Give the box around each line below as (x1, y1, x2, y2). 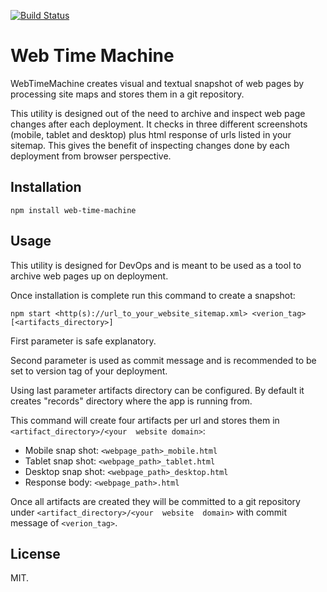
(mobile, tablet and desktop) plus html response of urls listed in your (10, 128, 292, 140)
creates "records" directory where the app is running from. (10, 395, 253, 407)
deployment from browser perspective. (10, 150, 172, 162)
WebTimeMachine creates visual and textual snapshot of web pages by (10, 77, 305, 89)
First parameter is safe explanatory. (10, 335, 157, 347)
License (10, 545, 61, 562)
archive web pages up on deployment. (10, 270, 169, 282)
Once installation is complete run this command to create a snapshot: (10, 289, 296, 301)
